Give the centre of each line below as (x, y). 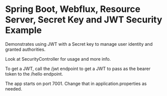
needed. (14, 89)
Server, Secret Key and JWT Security (84, 20)
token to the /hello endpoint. (34, 74)
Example (23, 30)
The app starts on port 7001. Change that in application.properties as (76, 84)
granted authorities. (25, 49)
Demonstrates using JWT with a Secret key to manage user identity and (79, 44)
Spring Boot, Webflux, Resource (73, 9)
